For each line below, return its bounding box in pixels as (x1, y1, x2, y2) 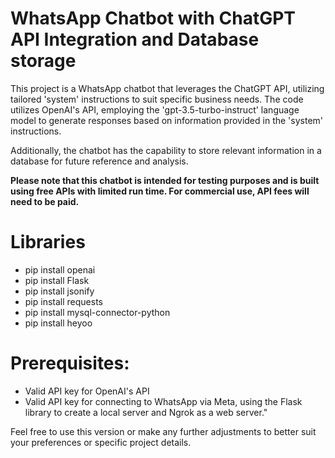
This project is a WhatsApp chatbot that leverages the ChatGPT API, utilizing (10, 82, 325, 94)
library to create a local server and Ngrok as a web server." (24, 406, 268, 418)
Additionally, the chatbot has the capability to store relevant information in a (10, 144, 322, 156)
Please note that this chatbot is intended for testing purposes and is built (10, 174, 320, 186)
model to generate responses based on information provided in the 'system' (10, 114, 324, 126)
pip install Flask (24, 274, 90, 286)
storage (10, 50, 77, 72)
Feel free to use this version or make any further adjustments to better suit (10, 425, 317, 437)
